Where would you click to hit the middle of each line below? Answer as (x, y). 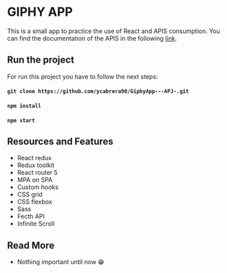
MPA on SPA (35, 180)
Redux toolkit (36, 165)
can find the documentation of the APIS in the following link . (92, 38)
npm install (24, 106)
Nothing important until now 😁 (61, 262)
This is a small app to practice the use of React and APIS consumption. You (113, 31)
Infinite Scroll (36, 223)
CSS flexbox (35, 202)
